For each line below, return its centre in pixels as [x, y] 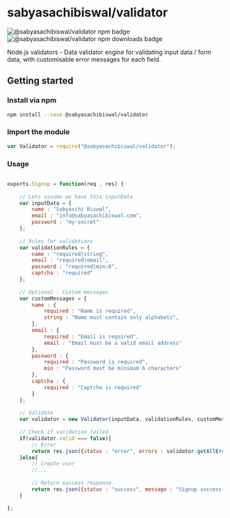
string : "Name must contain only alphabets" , [111, 318]
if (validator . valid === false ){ [65, 438]
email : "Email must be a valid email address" [113, 343]
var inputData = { [46, 203]
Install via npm [32, 101]
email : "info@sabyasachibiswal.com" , [87, 216]
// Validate [36, 413]
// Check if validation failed [64, 432]
